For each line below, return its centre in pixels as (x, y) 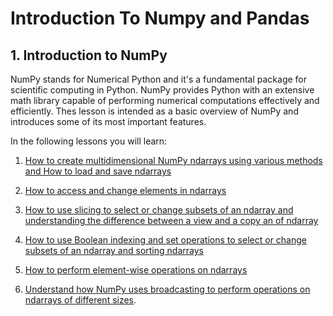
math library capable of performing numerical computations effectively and (165, 100)
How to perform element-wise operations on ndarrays (136, 270)
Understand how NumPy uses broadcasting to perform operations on (167, 289)
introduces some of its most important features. (108, 121)
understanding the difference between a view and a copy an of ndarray (171, 220)
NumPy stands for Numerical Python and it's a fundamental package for (159, 79)
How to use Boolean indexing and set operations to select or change (165, 240)
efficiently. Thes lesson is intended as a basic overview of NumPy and (154, 111)
